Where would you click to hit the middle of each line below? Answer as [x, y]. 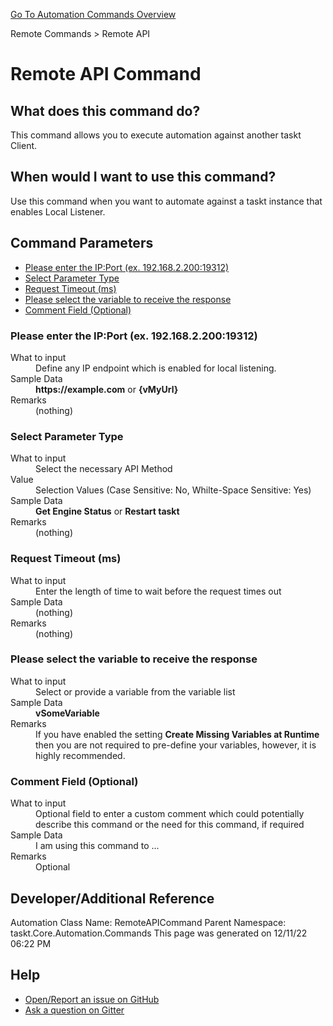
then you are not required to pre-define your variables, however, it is [176, 745]
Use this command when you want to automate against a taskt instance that [166, 201]
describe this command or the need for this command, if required [170, 825]
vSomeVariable [67, 713]
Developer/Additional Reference [112, 898]
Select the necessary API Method [104, 469]
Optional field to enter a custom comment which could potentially [170, 814]
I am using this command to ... [97, 846]
